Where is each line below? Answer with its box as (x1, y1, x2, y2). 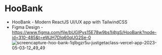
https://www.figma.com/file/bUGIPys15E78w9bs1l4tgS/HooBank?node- (11, 29, 157, 35)
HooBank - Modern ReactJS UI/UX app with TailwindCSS (11, 19, 128, 25)
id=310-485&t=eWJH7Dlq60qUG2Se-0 (11, 35, 92, 40)
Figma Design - (11, 24, 43, 30)
